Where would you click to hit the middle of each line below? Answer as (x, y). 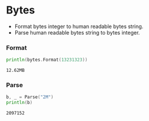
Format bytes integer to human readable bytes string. (79, 26)
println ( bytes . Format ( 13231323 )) (47, 60)
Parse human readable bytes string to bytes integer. (77, 32)
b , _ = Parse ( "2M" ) (30, 97)
